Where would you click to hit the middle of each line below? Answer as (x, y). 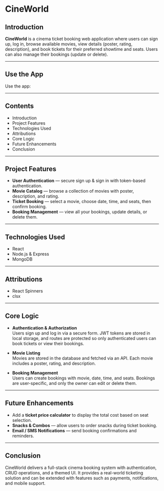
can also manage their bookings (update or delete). (57, 54)
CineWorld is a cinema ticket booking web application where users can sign (82, 39)
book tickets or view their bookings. (48, 343)
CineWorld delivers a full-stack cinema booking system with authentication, (81, 468)
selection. (22, 420)
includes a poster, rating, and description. (54, 363)
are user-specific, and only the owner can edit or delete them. (74, 383)
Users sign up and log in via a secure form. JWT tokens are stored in (81, 333)
